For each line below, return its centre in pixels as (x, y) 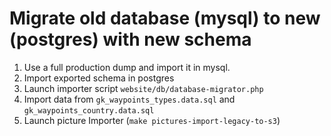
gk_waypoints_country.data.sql (89, 110)
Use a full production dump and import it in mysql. (127, 67)
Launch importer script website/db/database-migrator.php (143, 88)
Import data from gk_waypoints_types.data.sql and (129, 99)
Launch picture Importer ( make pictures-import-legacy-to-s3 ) (152, 120)
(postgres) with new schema (130, 39)
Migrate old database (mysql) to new (165, 18)
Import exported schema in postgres (99, 78)
